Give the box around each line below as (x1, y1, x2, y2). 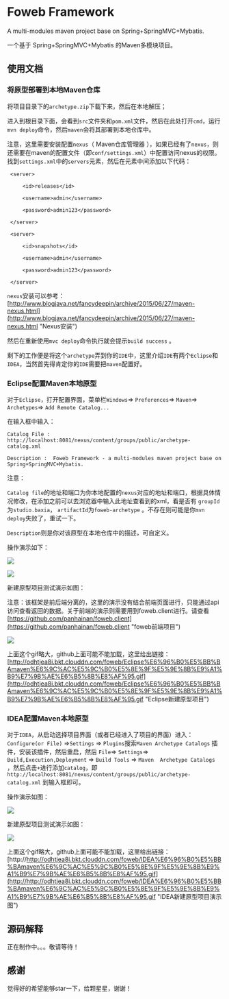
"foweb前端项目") (131, 622, 181, 631)
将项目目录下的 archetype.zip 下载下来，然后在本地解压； (7, 102, 167, 110)
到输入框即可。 (42, 778, 85, 786)
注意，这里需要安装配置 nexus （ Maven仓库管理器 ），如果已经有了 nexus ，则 (7, 140, 219, 148)
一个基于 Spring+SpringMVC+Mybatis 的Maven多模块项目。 (7, 40, 176, 49)
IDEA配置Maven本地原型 (7, 714, 89, 723)
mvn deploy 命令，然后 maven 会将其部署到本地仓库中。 (7, 125, 155, 134)
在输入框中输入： (7, 417, 55, 425)
